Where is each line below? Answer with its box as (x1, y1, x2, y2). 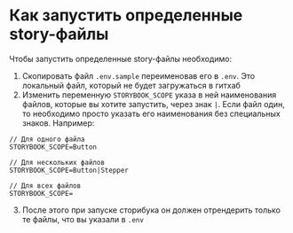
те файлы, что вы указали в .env (21, 214, 145, 224)
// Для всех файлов (9, 181, 82, 190)
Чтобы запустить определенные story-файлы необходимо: (9, 53, 233, 64)
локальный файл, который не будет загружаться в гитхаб (21, 80, 242, 90)
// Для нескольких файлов (9, 158, 105, 167)
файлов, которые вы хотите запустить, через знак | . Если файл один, (21, 98, 286, 109)
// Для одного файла (9, 135, 86, 144)
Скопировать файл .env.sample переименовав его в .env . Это (21, 70, 256, 81)
